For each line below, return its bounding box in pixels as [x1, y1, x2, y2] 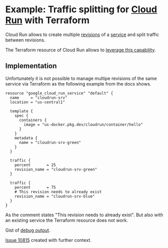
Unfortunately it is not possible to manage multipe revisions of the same [5, 75, 157, 81]
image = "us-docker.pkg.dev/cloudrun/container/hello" [24, 122, 143, 127]
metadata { [14, 135, 38, 140]
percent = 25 [14, 162, 56, 168]
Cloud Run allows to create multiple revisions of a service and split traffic [5, 31, 160, 37]
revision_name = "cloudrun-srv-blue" [14, 194, 95, 199]
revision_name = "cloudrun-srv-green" [14, 167, 97, 172]
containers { [18, 117, 47, 122]
